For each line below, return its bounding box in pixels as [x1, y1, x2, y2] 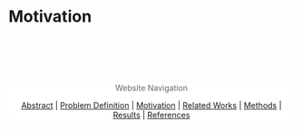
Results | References [112, 109, 190, 120]
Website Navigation [115, 82, 188, 93]
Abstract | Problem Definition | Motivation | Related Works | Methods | [21, 99, 282, 110]
